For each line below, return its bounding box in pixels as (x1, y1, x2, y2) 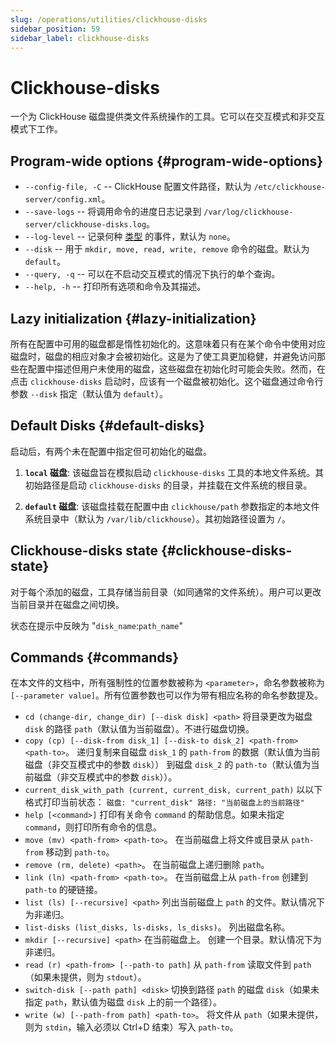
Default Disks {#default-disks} (10, 417, 206, 435)
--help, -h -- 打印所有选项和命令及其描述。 (24, 281, 207, 293)
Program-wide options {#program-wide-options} (10, 152, 324, 170)
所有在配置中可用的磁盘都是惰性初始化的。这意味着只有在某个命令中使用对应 (10, 337, 326, 350)
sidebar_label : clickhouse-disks (10, 33, 150, 43)
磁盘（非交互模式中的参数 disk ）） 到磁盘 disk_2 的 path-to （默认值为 (24, 759, 312, 771)
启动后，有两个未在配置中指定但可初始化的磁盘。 (10, 445, 212, 457)
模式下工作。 (10, 123, 63, 135)
